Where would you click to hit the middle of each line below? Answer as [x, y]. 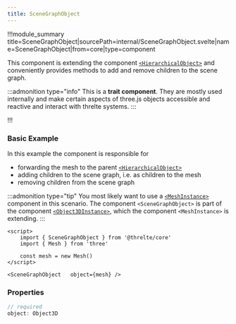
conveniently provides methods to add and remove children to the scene [113, 70]
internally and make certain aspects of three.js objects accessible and [109, 99]
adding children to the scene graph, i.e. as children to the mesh [109, 174]
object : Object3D [33, 314]
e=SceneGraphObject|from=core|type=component [81, 49]
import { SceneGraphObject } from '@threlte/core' [96, 237]
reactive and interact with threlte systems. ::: [72, 106]
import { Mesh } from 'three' [64, 244]
